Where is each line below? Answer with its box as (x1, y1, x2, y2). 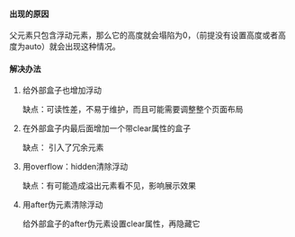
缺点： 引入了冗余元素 (22, 142, 104, 153)
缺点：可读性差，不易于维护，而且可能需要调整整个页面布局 (22, 104, 244, 115)
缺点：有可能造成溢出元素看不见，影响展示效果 (22, 180, 196, 191)
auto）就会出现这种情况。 (24, 41, 121, 52)
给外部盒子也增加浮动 (22, 85, 102, 96)
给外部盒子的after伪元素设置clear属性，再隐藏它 (22, 218, 201, 229)
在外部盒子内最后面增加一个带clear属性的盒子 (22, 123, 192, 134)
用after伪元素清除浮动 (22, 199, 103, 210)
